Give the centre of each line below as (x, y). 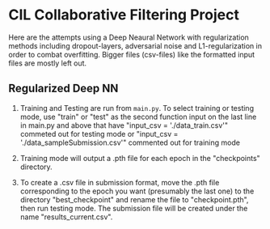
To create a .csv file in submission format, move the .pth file (120, 182)
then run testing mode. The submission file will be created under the (134, 208)
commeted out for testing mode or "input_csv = (99, 134)
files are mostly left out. (48, 63)
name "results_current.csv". (66, 217)
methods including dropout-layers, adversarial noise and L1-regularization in (135, 45)
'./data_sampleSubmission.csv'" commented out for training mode (130, 142)
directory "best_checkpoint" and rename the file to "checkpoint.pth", (134, 199)
